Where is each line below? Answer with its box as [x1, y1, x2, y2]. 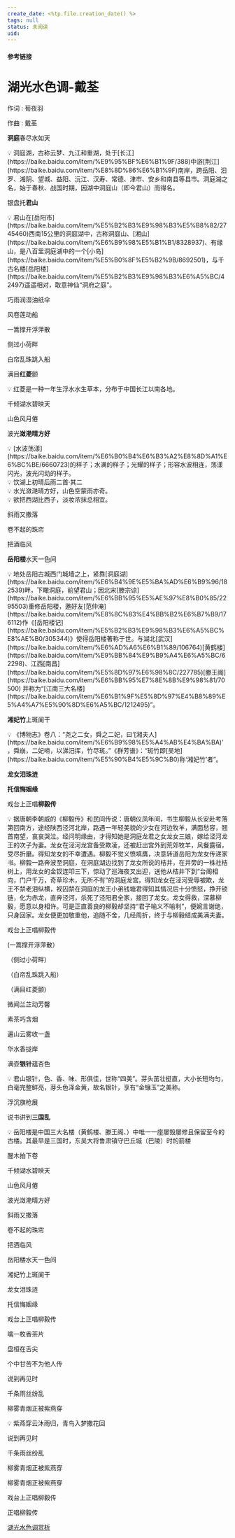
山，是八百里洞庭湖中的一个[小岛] [7, 246, 104, 255]
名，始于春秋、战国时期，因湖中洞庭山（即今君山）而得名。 [7, 183, 179, 192]
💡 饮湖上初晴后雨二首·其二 [7, 477, 83, 486]
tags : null [7, 17, 39, 24]
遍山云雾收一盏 [7, 1029, 50, 1038]
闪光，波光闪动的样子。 [7, 469, 75, 477]
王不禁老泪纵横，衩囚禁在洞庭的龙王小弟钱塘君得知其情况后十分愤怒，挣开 [7, 884, 222, 893]
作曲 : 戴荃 [7, 118, 37, 127]
